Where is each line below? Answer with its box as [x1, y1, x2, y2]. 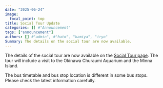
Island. [5, 63, 19, 68]
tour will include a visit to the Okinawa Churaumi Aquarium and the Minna [5, 57, 153, 64]
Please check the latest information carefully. [5, 77, 96, 83]
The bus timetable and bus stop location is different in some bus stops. [5, 72, 148, 78]
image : [5, 12, 19, 17]
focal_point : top [9, 16, 45, 21]
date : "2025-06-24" [5, 7, 45, 12]
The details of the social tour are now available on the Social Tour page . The [5, 52, 158, 58]
